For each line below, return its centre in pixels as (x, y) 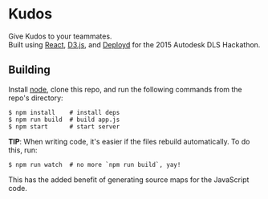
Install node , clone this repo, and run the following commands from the (125, 89)
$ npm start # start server (64, 126)
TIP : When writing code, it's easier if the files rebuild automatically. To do (129, 141)
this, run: (23, 150)
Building (29, 70)
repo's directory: (36, 98)
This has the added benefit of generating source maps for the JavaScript (129, 179)
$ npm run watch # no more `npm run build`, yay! (95, 164)
